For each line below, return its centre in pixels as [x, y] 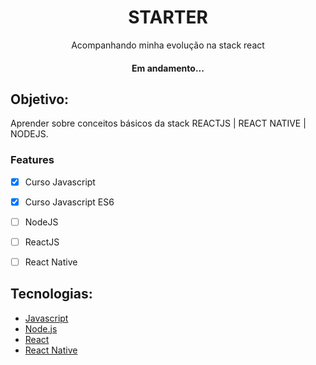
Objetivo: [40, 99]
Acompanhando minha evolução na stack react [168, 45]
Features [32, 160]
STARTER [168, 17]
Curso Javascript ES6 [69, 202]
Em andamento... [168, 68]
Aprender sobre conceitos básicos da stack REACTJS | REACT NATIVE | [158, 123]
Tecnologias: [51, 294]
